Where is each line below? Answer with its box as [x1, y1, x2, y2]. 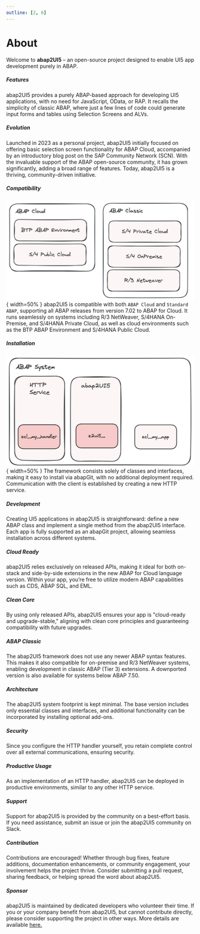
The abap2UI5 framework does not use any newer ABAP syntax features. [6, 653, 186, 660]
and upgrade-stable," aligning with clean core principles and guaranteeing [6, 618, 189, 625]
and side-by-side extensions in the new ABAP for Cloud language [20, 570, 182, 577]
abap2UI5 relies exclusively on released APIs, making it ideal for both [6, 563, 176, 570]
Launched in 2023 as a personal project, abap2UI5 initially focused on [6, 139, 179, 146]
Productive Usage [6, 762, 52, 769]
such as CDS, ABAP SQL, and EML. [6, 582, 93, 590]
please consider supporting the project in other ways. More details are [6, 915, 179, 922]
